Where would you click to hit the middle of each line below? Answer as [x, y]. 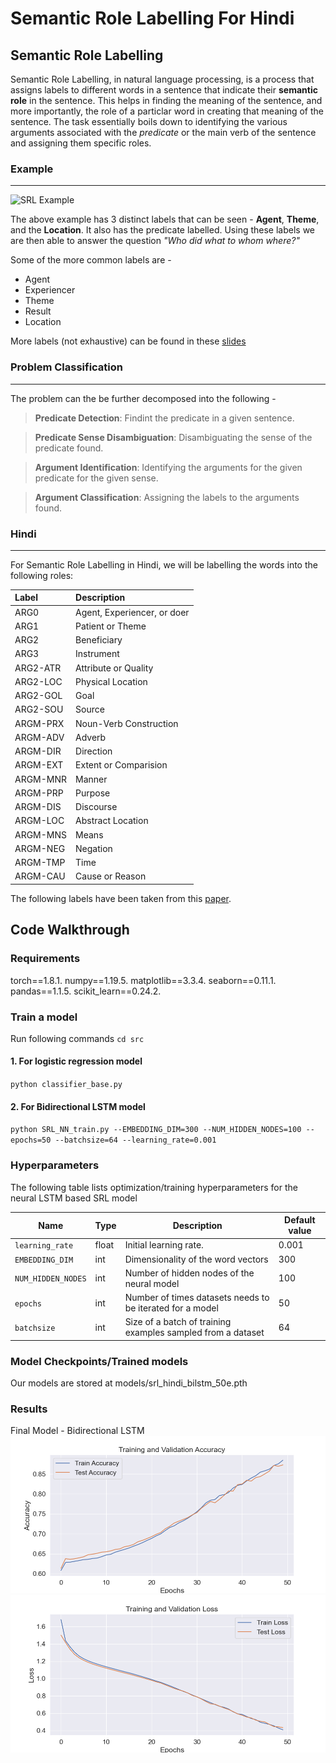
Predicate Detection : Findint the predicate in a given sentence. [164, 418]
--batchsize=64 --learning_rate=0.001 [135, 1140]
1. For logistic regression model [76, 1061]
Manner [91, 779]
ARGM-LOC [39, 821]
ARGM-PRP [39, 793]
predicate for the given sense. [96, 478]
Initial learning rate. [164, 1245]
